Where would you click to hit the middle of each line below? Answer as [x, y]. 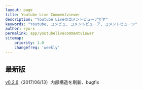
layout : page [19, 10]
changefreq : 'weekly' [37, 48]
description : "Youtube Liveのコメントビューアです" [57, 19]
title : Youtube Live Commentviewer [43, 15]
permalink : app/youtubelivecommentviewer [50, 33]
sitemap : [14, 38]
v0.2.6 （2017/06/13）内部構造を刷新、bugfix [52, 82]
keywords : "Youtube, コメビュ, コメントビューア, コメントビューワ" [72, 24]
